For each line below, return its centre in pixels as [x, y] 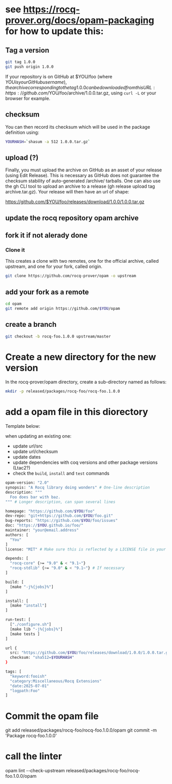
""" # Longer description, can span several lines [60, 502]
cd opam [14, 304]
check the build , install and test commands [61, 474]
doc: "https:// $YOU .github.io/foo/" [44, 525]
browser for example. [28, 98]
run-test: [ [18, 620]
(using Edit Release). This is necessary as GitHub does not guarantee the [82, 175]
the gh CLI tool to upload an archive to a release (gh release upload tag [80, 186]
